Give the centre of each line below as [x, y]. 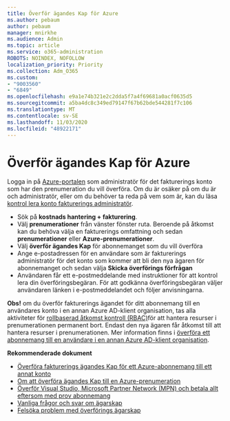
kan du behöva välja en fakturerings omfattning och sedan [100, 232]
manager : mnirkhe [32, 33]
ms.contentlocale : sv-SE [43, 116]
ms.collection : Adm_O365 [43, 71]
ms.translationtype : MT [41, 109]
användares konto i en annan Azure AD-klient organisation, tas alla [102, 311]
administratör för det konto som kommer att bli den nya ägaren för [111, 261]
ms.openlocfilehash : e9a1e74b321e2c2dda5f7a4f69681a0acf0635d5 [100, 97]
